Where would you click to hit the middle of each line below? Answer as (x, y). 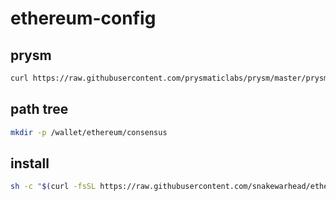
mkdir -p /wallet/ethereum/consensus (89, 132)
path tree (39, 109)
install (30, 163)
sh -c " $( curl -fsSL (53, 187)
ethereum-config (83, 18)
